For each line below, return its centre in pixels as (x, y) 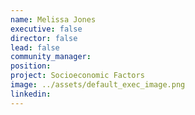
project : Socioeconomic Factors (77, 76)
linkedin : (31, 94)
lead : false (35, 47)
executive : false (46, 29)
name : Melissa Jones (53, 19)
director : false (44, 38)
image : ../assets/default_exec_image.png (98, 85)
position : (31, 66)
